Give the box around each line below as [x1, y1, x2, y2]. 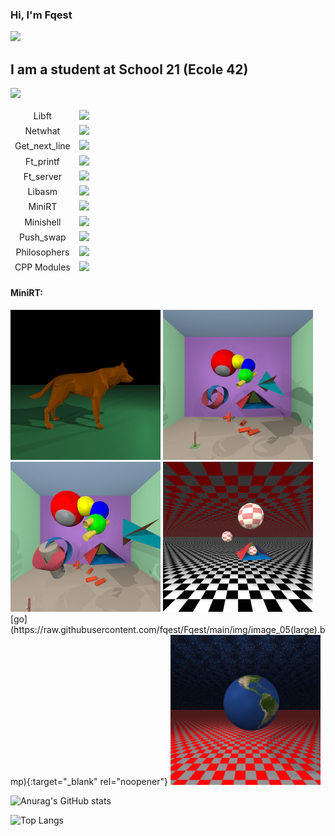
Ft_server [23, 170, 63, 182]
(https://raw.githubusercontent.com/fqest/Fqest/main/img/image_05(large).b [10, 624, 326, 636]
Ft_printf [24, 155, 60, 167]
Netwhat [24, 125, 61, 137]
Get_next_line [14, 140, 71, 152]
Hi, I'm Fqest [10, 8, 73, 22]
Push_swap [19, 231, 67, 243]
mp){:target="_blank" [10, 776, 98, 788]
